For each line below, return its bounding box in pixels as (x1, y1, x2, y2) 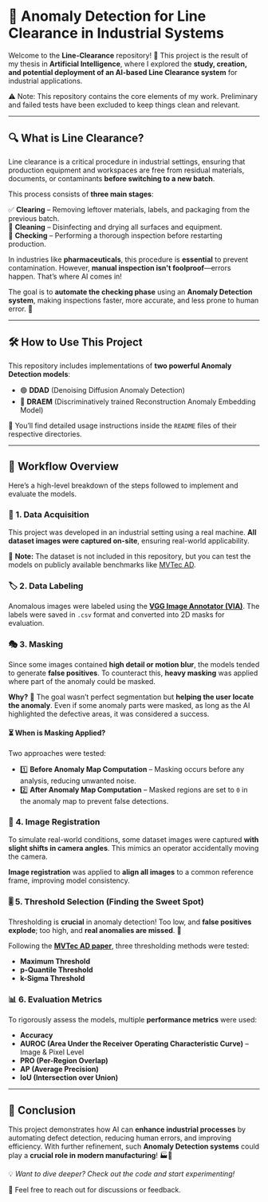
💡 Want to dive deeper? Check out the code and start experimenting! (8, 1169, 235, 1179)
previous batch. (8, 213, 60, 223)
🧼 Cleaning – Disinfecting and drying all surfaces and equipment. (8, 222, 223, 231)
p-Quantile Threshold (19, 965, 93, 975)
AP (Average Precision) (19, 1065, 100, 1074)
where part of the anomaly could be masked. (8, 677, 156, 686)
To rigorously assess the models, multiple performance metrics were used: (8, 1015, 258, 1025)
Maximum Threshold (19, 957, 90, 967)
